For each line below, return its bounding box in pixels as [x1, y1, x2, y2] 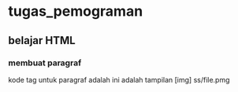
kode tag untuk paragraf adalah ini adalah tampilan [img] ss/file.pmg [8, 75, 230, 84]
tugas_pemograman [8, 2, 143, 20]
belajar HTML [8, 34, 76, 47]
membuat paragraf [8, 57, 82, 68]
